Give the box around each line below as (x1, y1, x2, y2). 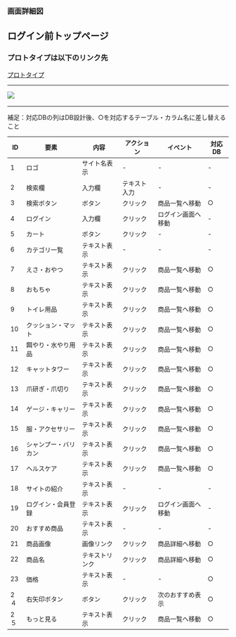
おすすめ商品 (25, 524, 63, 533)
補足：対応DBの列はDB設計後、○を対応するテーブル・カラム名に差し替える (7, 113, 226, 121)
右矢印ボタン (25, 595, 63, 603)
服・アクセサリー (25, 424, 76, 433)
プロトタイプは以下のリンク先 (7, 53, 109, 63)
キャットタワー (25, 365, 70, 374)
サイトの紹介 (25, 484, 63, 493)
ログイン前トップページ (7, 30, 109, 42)
